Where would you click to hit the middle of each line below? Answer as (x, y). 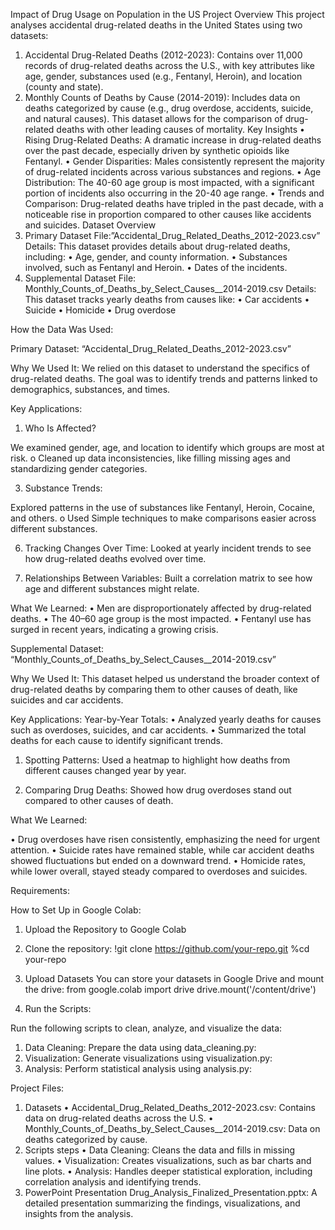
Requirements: (40, 890)
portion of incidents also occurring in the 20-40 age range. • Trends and (174, 193)
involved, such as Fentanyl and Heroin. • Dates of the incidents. (156, 267)
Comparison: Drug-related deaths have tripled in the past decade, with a (174, 203)
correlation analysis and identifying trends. (113, 1182)
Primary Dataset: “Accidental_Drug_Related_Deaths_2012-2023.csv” (151, 348)
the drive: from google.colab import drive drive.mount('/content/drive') (170, 989)
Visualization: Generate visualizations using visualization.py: (148, 1058)
